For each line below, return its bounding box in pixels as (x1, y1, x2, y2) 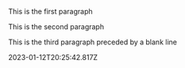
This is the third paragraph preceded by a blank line (8, 37, 177, 47)
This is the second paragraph (8, 22, 105, 31)
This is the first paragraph (8, 7, 93, 16)
